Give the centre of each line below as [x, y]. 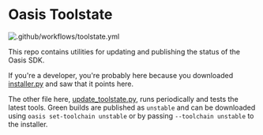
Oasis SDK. [26, 60]
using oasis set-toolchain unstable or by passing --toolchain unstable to [131, 115]
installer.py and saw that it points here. [71, 84]
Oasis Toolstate [60, 15]
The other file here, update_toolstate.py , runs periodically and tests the [123, 99]
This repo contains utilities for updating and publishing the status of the [124, 51]
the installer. [28, 124]
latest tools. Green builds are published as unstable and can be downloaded [132, 107]
